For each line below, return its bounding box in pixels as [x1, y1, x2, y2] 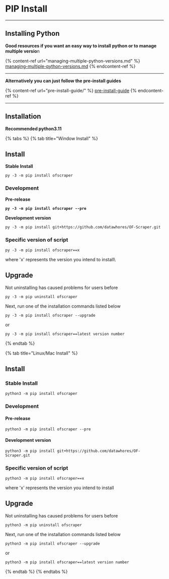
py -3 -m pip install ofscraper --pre [5, 206, 87, 211]
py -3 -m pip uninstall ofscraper [5, 294, 78, 299]
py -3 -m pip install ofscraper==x [5, 248, 80, 253]
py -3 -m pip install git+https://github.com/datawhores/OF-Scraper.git [5, 224, 161, 229]
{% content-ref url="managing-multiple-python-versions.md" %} [5, 57, 140, 64]
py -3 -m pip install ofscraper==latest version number [5, 331, 125, 336]
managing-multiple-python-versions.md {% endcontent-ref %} [5, 63, 136, 69]
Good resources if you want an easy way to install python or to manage [5, 42, 157, 48]
